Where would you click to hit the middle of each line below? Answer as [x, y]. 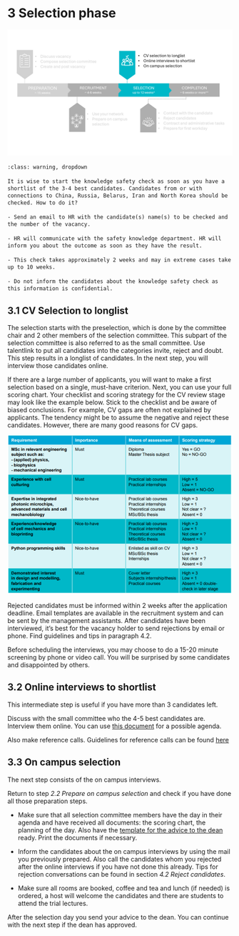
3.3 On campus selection [64, 762]
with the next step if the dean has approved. [72, 925]
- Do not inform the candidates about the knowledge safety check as [113, 282]
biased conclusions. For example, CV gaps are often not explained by [110, 410]
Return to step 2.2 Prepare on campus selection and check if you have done [119, 793]
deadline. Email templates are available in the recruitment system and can [116, 613]
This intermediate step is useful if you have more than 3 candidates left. [113, 705]
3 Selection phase [62, 13]
